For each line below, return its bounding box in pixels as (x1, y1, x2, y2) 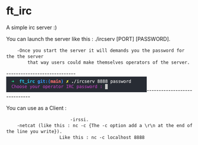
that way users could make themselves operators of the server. (27, 59, 190, 65)
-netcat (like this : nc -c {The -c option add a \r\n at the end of (17, 122, 193, 128)
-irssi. (70, 116, 89, 122)
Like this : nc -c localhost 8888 (59, 134, 145, 140)
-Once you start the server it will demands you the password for (17, 48, 185, 53)
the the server (6, 53, 44, 59)
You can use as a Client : (6, 104, 67, 111)
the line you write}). (6, 128, 62, 134)
